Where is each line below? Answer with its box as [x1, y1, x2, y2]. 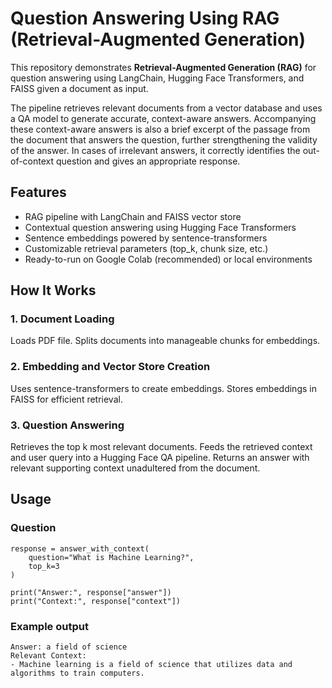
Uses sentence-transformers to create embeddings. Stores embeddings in [10, 382, 317, 394]
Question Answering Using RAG [10, 7, 280, 30]
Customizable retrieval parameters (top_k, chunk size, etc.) [24, 242, 269, 254]
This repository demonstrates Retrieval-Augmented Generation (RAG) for [10, 61, 317, 73]
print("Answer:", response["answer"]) [10, 587, 172, 597]
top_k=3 [28, 561, 60, 571]
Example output [10, 619, 89, 633]
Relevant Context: [10, 651, 87, 661]
